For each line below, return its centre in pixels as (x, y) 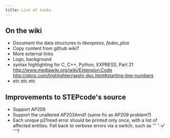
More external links (33, 54)
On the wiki (24, 31)
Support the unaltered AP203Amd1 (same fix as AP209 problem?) (82, 115)
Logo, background (32, 59)
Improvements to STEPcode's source (66, 97)
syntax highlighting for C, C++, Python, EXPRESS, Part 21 (73, 65)
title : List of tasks (28, 10)
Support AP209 (29, 109)
